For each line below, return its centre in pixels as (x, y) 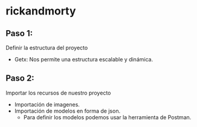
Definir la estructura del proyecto (47, 48)
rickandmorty (41, 11)
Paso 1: (19, 33)
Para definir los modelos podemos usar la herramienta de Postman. (107, 117)
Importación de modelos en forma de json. (67, 111)
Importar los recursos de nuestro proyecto (58, 93)
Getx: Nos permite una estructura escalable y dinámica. (84, 59)
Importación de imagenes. (47, 104)
